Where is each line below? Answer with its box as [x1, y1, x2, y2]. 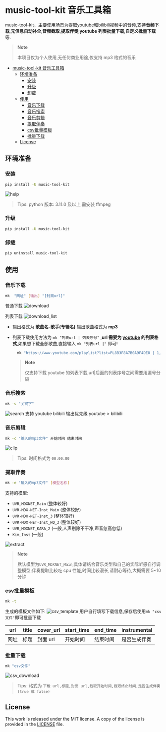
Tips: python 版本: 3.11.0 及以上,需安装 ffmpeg [17, 201, 111, 207]
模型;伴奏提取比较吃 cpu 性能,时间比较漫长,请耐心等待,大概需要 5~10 [21, 567, 161, 573]
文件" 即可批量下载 [5, 614, 41, 620]
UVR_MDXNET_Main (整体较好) [12, 500, 68, 506]
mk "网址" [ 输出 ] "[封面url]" [5, 293, 65, 298]
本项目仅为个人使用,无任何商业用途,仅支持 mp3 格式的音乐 [17, 54, 136, 60]
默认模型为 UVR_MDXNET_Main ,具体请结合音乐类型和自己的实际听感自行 [17, 561, 157, 567]
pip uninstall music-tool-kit [5, 250, 68, 255]
